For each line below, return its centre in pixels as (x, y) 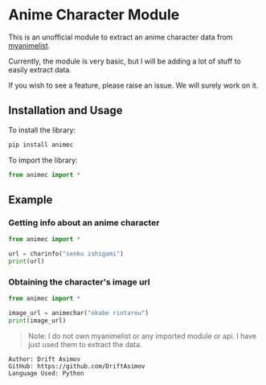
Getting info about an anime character (84, 223)
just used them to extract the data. (85, 344)
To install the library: (42, 129)
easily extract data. (40, 69)
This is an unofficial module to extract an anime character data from (121, 37)
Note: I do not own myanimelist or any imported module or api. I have (142, 336)
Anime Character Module (94, 15)
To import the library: (43, 160)
